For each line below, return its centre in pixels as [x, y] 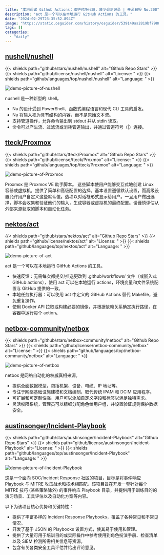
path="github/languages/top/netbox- [104, 351]
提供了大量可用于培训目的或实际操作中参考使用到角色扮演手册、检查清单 [85, 535]
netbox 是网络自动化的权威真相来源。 [43, 375]
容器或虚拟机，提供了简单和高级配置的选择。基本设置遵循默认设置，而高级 [80, 190]
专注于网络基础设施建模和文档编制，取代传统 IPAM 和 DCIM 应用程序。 [83, 392]
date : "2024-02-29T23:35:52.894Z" [40, 19]
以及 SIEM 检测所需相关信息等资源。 [49, 541]
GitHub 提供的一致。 [42, 288]
